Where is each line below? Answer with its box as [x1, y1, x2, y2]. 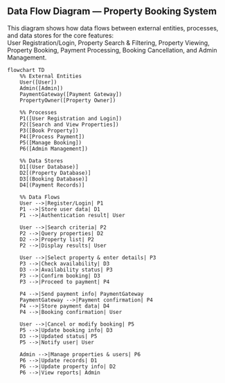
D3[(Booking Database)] [19, 176, 89, 183]
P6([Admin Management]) [19, 145, 89, 152]
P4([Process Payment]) [19, 133, 85, 140]
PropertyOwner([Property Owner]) [19, 97, 116, 104]
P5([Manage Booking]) [19, 139, 82, 146]
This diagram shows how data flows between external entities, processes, [7, 24, 219, 32]
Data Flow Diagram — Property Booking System [7, 6, 217, 17]
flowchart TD [7, 66, 45, 73]
